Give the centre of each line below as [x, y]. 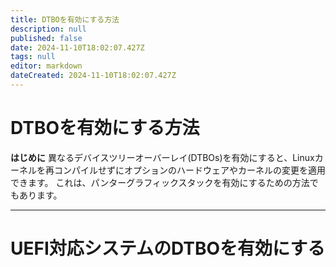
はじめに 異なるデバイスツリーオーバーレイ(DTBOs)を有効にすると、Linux [162, 157]
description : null [48, 29]
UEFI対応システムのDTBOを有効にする [168, 248]
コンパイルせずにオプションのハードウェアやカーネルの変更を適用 [189, 170]
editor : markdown [46, 66]
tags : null [33, 57]
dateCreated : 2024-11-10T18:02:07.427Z [93, 76]
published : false [46, 38]
